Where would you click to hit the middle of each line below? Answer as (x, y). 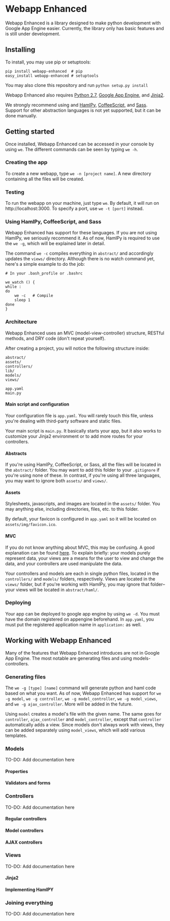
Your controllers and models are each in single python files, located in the (82, 573)
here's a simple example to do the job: (45, 264)
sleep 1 (22, 300)
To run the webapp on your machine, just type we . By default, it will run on (82, 203)
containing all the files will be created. (45, 179)
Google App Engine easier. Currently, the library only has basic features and (84, 28)
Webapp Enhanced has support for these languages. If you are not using (81, 233)
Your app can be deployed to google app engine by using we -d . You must (82, 613)
